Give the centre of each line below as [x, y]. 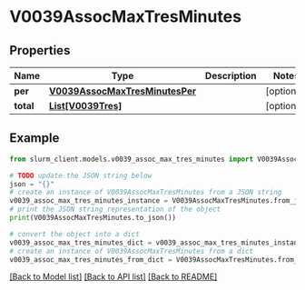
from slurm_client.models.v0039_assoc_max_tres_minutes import [132, 159]
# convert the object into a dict [75, 234]
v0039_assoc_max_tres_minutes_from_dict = [91, 260]
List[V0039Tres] [85, 106]
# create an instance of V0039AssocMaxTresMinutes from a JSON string [146, 193]
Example [34, 138]
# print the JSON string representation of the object [115, 210]
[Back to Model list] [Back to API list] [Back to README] [113, 277]
